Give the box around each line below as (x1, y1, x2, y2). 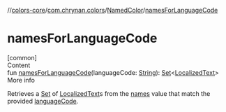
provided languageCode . (7, 97, 79, 105)
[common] (7, 53, 37, 62)
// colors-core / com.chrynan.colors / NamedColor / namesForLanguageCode (7, 6, 218, 14)
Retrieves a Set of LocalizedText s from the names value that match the (7, 89, 211, 97)
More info (7, 76, 36, 84)
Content (7, 61, 31, 69)
